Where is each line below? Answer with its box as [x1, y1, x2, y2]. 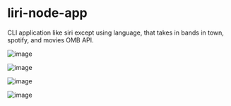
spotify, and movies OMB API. [7, 35, 94, 44]
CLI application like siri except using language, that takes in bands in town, [7, 28, 225, 37]
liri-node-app [7, 5, 88, 21]
